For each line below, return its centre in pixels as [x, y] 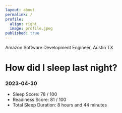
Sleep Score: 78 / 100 [35, 94]
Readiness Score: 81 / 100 [39, 100]
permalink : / [19, 15]
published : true [22, 33]
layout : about [20, 10]
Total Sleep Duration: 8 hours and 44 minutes [60, 105]
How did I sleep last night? [61, 68]
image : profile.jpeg [31, 29]
